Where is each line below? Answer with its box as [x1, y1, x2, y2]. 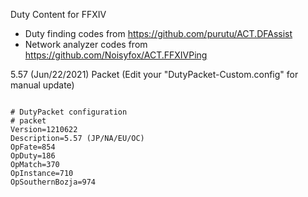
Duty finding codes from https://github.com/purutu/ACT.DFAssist [24, 28, 293, 39]
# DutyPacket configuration [10, 107, 128, 117]
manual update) [10, 79, 75, 91]
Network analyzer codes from [24, 39, 148, 50]
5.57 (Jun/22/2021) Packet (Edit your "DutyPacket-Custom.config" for [10, 69, 299, 80]
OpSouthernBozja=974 [10, 177, 97, 187]
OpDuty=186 [10, 151, 56, 161]
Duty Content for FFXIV [10, 9, 107, 20]
